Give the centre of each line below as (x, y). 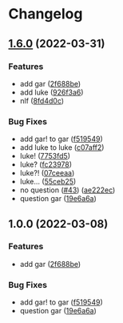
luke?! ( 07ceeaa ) (47, 173)
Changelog (46, 14)
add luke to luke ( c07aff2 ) (62, 147)
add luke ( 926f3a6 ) (52, 92)
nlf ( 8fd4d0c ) (42, 100)
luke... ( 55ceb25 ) (48, 182)
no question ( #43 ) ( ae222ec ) (67, 190)
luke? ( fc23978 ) (46, 164)
